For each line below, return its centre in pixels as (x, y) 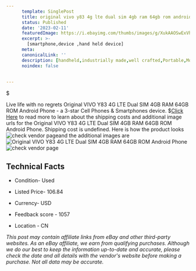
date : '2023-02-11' (45, 28)
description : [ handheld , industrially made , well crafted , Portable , (104, 60)
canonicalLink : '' (44, 55)
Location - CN (31, 225)
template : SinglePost (48, 11)
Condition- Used (34, 180)
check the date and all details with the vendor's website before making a (94, 255)
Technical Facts (36, 166)
